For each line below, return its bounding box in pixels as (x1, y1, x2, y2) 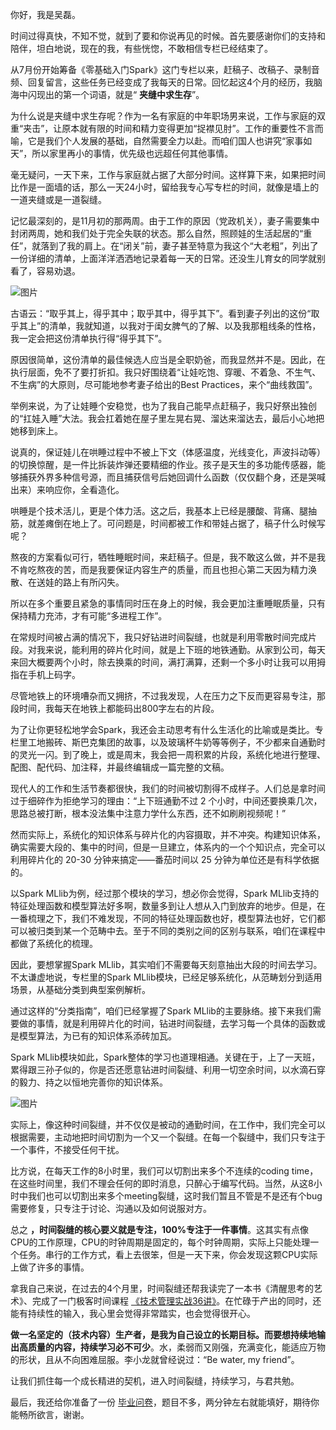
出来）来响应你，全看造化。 (10, 484, 125, 495)
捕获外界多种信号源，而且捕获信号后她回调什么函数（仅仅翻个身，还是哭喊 (18, 471, 326, 483)
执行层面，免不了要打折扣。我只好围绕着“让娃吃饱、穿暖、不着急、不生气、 (10, 366, 322, 378)
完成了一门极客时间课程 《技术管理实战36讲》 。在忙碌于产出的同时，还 (31, 1295, 322, 1307)
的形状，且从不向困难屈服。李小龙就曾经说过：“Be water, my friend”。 (10, 1354, 300, 1365)
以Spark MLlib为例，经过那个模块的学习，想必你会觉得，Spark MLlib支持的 (10, 888, 320, 899)
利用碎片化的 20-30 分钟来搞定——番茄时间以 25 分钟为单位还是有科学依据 (10, 854, 320, 865)
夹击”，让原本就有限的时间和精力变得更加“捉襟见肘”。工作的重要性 (23, 123, 298, 134)
